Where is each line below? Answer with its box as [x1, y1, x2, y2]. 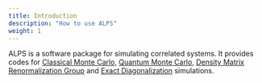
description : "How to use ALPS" [8, 19, 117, 27]
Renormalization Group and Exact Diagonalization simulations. [8, 66, 215, 76]
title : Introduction [8, 11, 78, 20]
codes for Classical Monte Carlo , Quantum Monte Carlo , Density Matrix [8, 57, 244, 67]
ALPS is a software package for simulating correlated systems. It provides [8, 49, 254, 59]
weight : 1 [8, 27, 42, 35]
